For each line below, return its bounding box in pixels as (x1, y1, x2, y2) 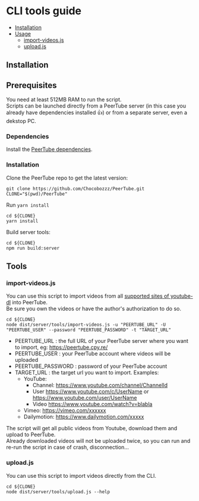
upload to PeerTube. (6, 431, 56, 438)
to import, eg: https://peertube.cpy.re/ (14, 344, 108, 351)
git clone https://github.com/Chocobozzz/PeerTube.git (6, 185, 145, 191)
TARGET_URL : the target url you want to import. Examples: (14, 369, 159, 376)
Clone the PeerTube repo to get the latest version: (6, 174, 128, 181)
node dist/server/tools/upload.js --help (6, 489, 110, 494)
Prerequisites (6, 80, 57, 90)
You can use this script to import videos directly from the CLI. (6, 472, 156, 479)
